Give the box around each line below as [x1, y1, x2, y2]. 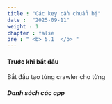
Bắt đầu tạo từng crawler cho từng [7, 73, 106, 81]
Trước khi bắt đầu [7, 57, 59, 66]
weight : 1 [7, 23, 39, 30]
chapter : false [7, 29, 54, 37]
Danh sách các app [7, 88, 65, 97]
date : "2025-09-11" [7, 17, 70, 24]
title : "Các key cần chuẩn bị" [7, 10, 101, 17]
